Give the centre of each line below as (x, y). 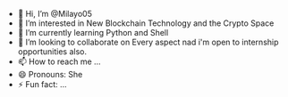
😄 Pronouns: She (50, 74)
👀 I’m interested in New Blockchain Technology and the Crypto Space (146, 23)
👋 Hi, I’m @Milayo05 (55, 14)
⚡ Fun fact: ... (42, 84)
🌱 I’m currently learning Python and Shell (93, 32)
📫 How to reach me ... (59, 61)
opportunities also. (52, 52)
